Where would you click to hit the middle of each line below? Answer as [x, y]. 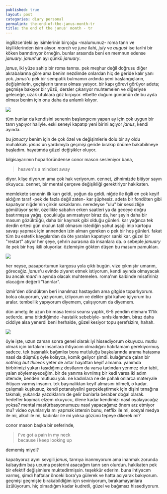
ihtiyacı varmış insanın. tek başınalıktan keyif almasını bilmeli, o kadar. [77, 384]
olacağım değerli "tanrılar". [33, 282]
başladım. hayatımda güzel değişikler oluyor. [51, 150]
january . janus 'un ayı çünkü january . [43, 58]
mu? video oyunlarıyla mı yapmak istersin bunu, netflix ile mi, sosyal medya [83, 410]
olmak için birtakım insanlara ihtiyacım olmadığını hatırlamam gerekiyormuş [83, 347]
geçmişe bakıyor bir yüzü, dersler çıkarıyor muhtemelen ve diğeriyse [76, 89]
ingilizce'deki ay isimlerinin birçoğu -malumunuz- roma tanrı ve [70, 42]
